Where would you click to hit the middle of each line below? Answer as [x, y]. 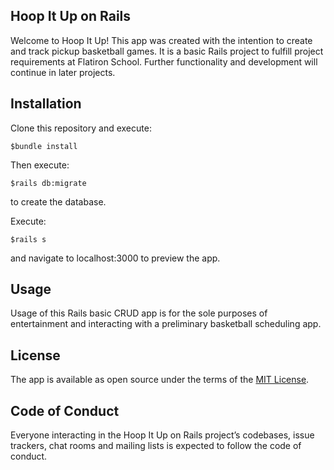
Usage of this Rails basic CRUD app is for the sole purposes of [139, 313]
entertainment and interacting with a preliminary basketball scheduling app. [166, 324]
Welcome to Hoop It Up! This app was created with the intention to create [161, 40]
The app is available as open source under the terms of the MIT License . [160, 380]
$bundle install [44, 146]
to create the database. [58, 201]
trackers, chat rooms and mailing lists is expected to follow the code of [156, 446]
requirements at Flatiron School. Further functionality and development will [164, 61]
